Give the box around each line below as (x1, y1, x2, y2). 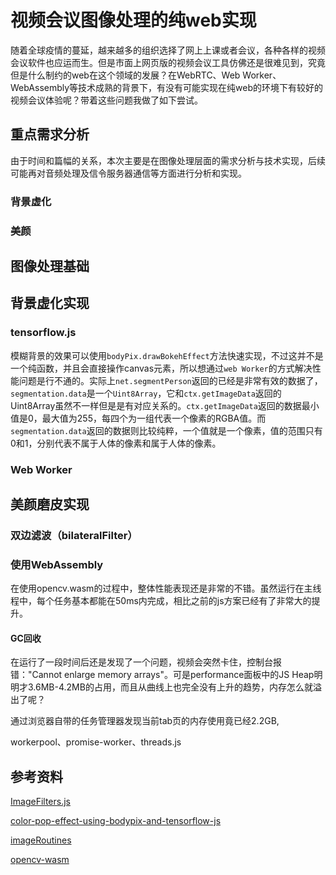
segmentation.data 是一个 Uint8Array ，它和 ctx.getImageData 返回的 (10, 387, 282, 399)
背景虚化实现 (10, 295, 90, 312)
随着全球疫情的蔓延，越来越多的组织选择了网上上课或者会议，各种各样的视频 (10, 44, 326, 56)
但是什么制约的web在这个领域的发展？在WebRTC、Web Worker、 (10, 69, 282, 81)
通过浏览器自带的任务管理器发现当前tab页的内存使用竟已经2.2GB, (10, 715, 280, 727)
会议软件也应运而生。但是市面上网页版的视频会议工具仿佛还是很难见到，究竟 (10, 56, 326, 68)
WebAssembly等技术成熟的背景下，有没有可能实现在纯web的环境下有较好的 (10, 81, 324, 93)
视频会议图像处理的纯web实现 (10, 9, 257, 32)
